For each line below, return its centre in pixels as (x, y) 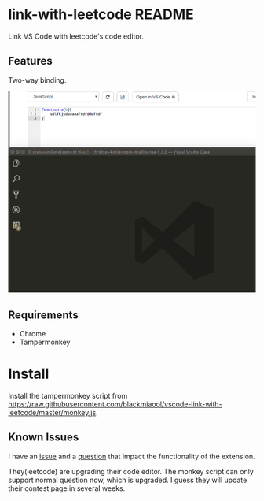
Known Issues (44, 438)
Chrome (33, 334)
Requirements (43, 315)
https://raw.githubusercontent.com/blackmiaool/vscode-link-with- (115, 404)
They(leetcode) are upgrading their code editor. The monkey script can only (131, 471)
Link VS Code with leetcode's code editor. (76, 36)
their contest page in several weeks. (67, 488)
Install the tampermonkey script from (68, 396)
